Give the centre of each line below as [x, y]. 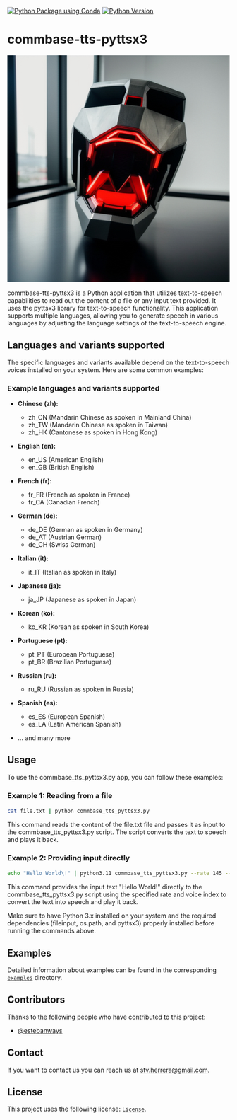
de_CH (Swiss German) [62, 545]
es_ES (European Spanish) [67, 717]
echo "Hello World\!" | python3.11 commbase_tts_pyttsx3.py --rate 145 [115, 874]
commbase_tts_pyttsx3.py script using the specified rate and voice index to [117, 894]
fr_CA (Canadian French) [64, 502]
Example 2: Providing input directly [69, 858]
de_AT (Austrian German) [65, 537]
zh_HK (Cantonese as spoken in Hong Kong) [93, 432]
